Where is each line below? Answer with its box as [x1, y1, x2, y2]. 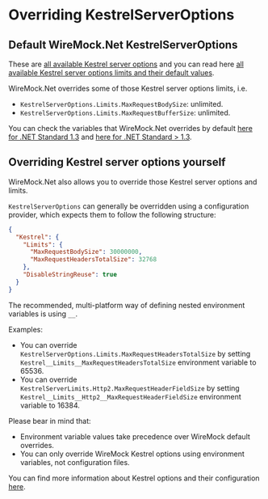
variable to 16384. [19, 400, 81, 410]
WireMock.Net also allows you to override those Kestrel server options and [8, 176, 258, 187]
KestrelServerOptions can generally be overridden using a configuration [8, 201, 249, 211]
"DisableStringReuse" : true [23, 271, 117, 279]
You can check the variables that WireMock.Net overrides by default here [8, 124, 253, 133]
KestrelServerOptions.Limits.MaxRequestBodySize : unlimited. [19, 99, 224, 108]
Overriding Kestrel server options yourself [8, 155, 226, 169]
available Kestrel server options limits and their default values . [8, 68, 215, 78]
